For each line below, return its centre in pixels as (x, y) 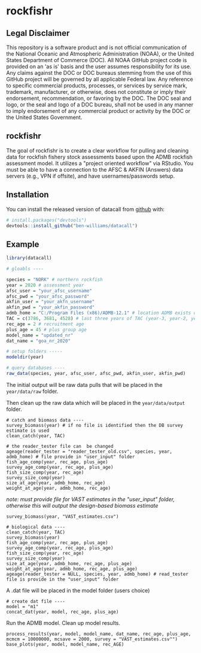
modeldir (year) (25, 357)
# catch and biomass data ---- (45, 420)
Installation (28, 195)
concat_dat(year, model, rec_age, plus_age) (63, 612)
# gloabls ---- (25, 269)
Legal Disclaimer (38, 33)
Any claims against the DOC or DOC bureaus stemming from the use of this (99, 73)
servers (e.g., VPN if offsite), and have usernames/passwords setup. (91, 176)
